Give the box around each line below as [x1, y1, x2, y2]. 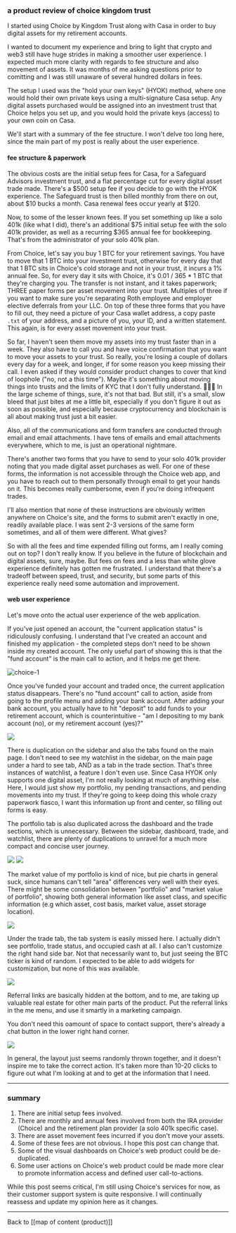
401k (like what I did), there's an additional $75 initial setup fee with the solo [7, 220, 227, 229]
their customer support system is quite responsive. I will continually [7, 1190, 202, 1198]
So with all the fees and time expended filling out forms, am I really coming [7, 542, 223, 550]
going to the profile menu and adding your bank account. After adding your [7, 696, 225, 705]
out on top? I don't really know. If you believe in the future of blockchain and [7, 549, 228, 558]
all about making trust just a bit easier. [7, 412, 117, 420]
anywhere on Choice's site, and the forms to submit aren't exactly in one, [7, 513, 219, 521]
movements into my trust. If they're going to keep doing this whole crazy [7, 791, 218, 799]
